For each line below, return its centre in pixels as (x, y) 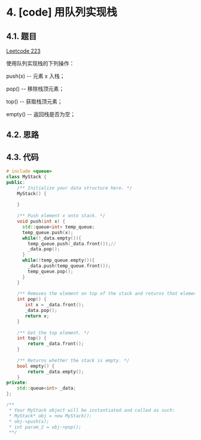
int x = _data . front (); (54, 305)
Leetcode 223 (23, 51)
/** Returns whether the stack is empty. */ (73, 360)
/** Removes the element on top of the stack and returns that (98, 294)
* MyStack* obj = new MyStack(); (51, 416)
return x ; (37, 316)
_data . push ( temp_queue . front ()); (69, 266)
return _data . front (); (56, 344)
